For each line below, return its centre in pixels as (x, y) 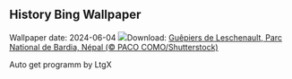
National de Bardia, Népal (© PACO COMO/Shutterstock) (114, 47)
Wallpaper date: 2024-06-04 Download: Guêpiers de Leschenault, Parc (146, 37)
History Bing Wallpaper (75, 15)
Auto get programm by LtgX (60, 64)
